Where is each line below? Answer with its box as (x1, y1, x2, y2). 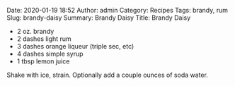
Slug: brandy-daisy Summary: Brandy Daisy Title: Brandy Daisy (6, 13, 191, 22)
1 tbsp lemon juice (16, 57, 70, 66)
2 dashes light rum (16, 35, 71, 43)
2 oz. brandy (16, 27, 55, 35)
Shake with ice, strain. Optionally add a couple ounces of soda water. (6, 70, 208, 79)
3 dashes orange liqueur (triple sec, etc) (16, 42, 134, 50)
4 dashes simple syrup (16, 49, 84, 58)
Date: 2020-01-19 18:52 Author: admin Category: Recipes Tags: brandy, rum (6, 6, 228, 14)
